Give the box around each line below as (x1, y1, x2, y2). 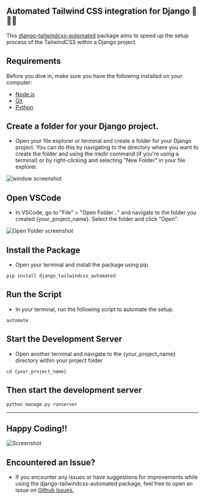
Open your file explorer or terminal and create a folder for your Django (15, 137, 192, 145)
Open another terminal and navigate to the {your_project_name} (15, 350, 176, 357)
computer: (6, 79, 32, 86)
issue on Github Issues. (15, 486, 74, 494)
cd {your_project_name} (6, 368, 67, 375)
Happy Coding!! (6, 423, 68, 434)
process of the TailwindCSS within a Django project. (6, 38, 137, 46)
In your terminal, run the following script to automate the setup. (15, 306, 174, 313)
